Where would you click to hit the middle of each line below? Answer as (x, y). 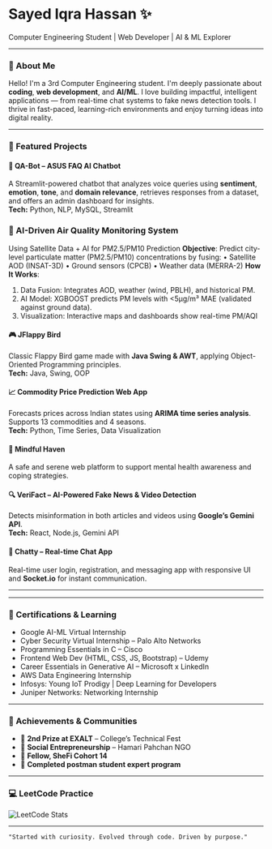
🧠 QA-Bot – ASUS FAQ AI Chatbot (65, 165)
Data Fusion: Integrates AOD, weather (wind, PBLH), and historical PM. (138, 289)
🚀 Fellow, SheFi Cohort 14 (64, 756)
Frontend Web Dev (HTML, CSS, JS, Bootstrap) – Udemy (114, 658)
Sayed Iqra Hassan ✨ (80, 14)
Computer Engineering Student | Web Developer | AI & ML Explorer (120, 36)
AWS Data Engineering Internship (76, 675)
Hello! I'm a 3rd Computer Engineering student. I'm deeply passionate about (135, 84)
